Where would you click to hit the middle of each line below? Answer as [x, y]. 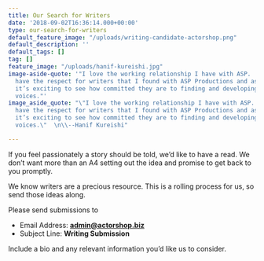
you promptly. [31, 171]
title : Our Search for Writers [59, 15]
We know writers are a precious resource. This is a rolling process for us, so [131, 186]
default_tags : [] [37, 52]
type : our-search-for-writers [58, 30]
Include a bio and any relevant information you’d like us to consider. [117, 248]
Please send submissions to [53, 210]
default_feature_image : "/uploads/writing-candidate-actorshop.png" [123, 37]
